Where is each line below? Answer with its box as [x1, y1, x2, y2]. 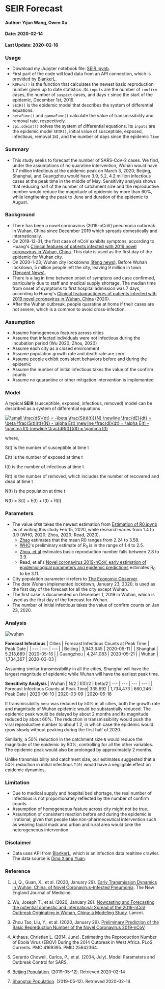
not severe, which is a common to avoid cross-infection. [12, 306, 126, 312]
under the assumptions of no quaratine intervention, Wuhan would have [12, 162, 158, 168]
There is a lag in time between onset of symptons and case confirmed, [12, 274, 156, 281]
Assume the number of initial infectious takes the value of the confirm [12, 367, 154, 373]
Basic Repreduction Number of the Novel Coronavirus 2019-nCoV [12, 924, 145, 930]
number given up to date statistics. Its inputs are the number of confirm [12, 87, 157, 93]
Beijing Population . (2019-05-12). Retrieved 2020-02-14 [12, 969, 125, 975]
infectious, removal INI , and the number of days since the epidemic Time [12, 134, 159, 139]
